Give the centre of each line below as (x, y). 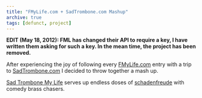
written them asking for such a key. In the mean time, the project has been (101, 46)
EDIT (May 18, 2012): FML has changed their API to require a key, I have (97, 40)
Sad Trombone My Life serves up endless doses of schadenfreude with (95, 82)
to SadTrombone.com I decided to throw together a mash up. (82, 71)
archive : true (24, 17)
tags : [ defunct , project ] (39, 23)
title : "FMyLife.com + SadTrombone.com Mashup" (67, 12)
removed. (19, 53)
